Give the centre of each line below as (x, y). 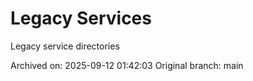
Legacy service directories (65, 46)
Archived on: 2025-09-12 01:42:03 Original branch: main (127, 65)
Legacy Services (81, 18)
